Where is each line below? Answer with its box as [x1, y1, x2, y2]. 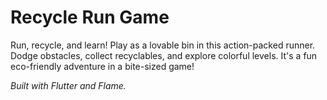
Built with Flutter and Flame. [10, 79, 127, 91]
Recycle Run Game [10, 6, 170, 29]
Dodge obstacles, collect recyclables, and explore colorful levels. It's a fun [10, 49, 318, 61]
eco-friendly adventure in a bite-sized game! [10, 60, 195, 72]
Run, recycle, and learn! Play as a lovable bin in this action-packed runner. [10, 39, 316, 51]
